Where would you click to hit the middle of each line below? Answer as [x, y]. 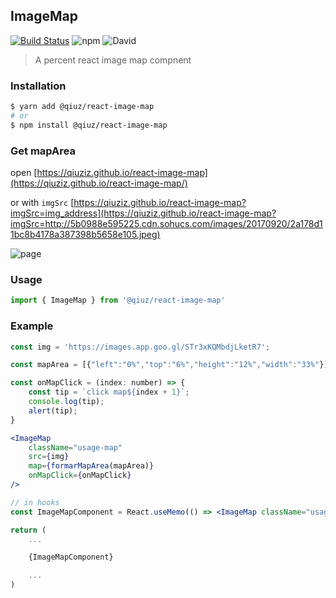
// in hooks [35, 502]
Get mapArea [43, 151]
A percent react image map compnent [113, 60]
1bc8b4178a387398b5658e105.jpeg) [85, 235]
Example [32, 326]
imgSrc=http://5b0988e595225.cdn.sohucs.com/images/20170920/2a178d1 [166, 224]
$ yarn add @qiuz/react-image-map [82, 107]
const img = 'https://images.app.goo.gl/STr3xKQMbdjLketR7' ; [140, 347]
